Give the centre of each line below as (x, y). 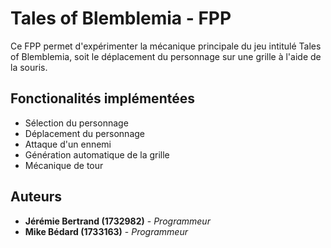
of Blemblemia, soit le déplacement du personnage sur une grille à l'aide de (166, 56)
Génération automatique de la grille (97, 154)
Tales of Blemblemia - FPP (121, 18)
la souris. (29, 67)
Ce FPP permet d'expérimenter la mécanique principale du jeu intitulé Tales (166, 46)
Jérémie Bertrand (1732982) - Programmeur (117, 221)
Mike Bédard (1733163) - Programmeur (106, 231)
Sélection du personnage (76, 123)
